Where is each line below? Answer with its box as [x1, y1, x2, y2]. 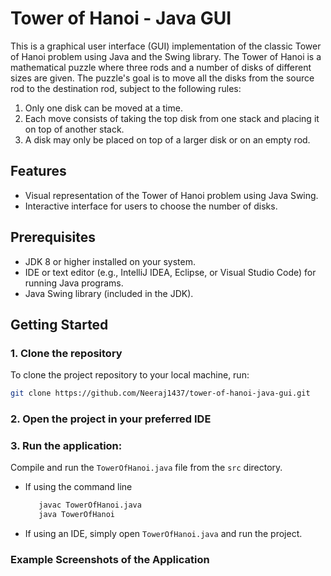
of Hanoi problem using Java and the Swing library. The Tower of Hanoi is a [10, 50, 322, 62]
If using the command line [24, 481, 133, 493]
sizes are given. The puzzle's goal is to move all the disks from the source [10, 72, 315, 84]
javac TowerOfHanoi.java [38, 500, 142, 511]
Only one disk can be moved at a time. [24, 102, 183, 114]
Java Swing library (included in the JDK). [24, 287, 194, 299]
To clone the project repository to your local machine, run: [10, 369, 250, 381]
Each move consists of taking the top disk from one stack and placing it [24, 112, 320, 124]
